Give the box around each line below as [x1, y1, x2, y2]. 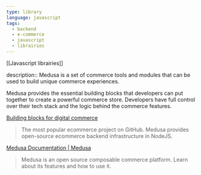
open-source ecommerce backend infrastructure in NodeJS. [21, 132, 173, 140]
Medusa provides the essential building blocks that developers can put [6, 89, 183, 97]
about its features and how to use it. [21, 162, 111, 170]
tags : [6, 20, 20, 26]
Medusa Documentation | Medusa [6, 144, 91, 151]
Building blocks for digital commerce [6, 114, 98, 122]
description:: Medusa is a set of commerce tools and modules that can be [6, 71, 191, 78]
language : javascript [6, 15, 61, 21]
